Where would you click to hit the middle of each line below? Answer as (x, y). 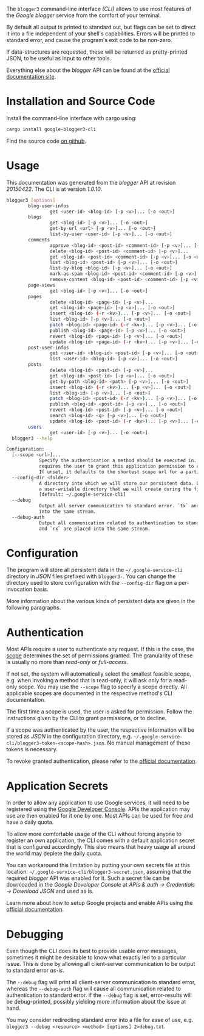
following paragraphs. (34, 608)
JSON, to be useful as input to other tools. (59, 58)
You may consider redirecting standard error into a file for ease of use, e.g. (100, 1020)
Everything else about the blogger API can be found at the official (88, 70)
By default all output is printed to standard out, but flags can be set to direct (101, 27)
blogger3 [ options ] (31, 200)
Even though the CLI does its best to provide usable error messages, (92, 951)
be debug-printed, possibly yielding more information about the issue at (96, 1002)
